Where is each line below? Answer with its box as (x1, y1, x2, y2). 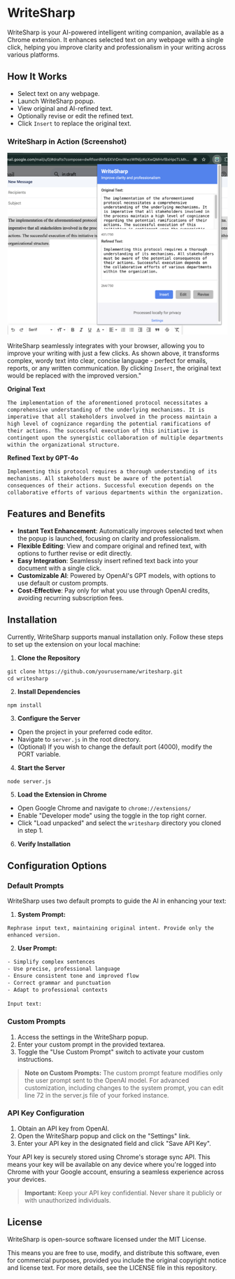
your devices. (7, 1175, 47, 1183)
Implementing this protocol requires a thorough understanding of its (7, 468, 218, 475)
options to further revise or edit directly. (17, 548, 133, 558)
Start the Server (17, 763, 65, 772)
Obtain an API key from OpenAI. (17, 1124, 110, 1133)
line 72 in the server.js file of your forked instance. (24, 1091, 169, 1099)
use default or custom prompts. (17, 579, 108, 587)
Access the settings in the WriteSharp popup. (17, 1032, 149, 1041)
